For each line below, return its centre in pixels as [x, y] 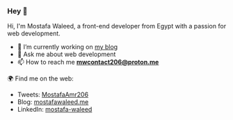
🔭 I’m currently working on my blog [67, 47]
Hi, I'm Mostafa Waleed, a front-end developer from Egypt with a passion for [117, 26]
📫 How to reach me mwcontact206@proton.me [88, 62]
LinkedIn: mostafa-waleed [55, 110]
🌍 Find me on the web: [41, 78]
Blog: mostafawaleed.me [53, 102]
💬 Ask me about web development [66, 54]
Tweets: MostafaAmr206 [53, 95]
